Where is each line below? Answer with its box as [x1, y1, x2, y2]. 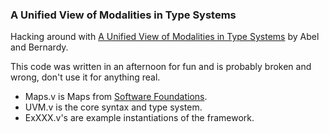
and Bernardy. [10, 41, 69, 53]
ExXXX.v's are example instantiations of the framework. [24, 112, 255, 124]
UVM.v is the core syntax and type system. [24, 101, 203, 113]
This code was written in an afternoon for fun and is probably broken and [10, 61, 312, 73]
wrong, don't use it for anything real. [10, 71, 161, 83]
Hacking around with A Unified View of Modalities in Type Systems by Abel [10, 31, 320, 43]
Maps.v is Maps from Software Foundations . [24, 91, 208, 103]
